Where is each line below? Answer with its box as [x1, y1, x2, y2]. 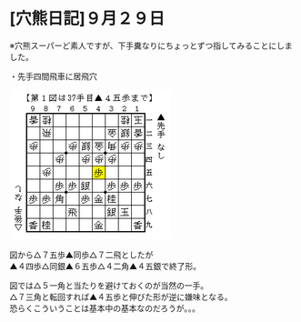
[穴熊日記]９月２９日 [9, 8, 166, 29]
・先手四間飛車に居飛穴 [9, 70, 97, 82]
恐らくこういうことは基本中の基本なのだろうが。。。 [9, 302, 200, 314]
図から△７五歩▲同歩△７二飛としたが [9, 249, 154, 260]
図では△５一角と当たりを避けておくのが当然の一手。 [9, 279, 209, 291]
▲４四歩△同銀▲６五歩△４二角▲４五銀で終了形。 [9, 260, 202, 271]
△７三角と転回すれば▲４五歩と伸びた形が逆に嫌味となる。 [9, 291, 233, 302]
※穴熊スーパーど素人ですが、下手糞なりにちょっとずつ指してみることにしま [9, 40, 293, 51]
